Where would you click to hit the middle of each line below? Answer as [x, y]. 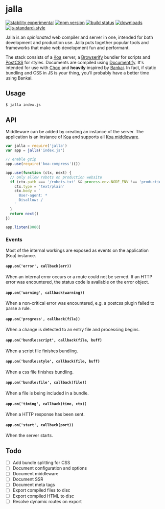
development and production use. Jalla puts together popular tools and [77, 42]
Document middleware [35, 474]
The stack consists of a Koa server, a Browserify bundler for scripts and [78, 57]
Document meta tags [34, 485]
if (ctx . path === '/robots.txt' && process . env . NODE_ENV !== [74, 182]
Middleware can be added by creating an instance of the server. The [75, 132]
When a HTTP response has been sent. [45, 414]
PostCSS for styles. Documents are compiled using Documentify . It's [75, 62]
